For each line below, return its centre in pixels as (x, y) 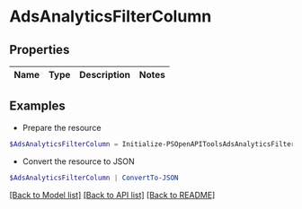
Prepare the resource (62, 127)
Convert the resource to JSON (78, 161)
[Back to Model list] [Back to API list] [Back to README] (112, 195)
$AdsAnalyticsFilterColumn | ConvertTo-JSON (94, 178)
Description (105, 75)
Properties (40, 50)
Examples (37, 106)
